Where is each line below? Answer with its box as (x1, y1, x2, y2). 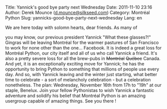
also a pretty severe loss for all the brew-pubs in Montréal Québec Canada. (5, 55, 161, 61)
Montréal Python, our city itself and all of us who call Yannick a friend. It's (5, 50, 157, 56)
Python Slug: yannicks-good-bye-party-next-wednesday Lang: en (5, 15, 142, 20)
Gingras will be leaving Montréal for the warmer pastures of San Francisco (5, 39, 159, 45)
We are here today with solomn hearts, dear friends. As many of (5, 24, 137, 30)
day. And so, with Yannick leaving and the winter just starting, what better (5, 71, 157, 77)
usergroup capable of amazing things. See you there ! (5, 98, 116, 104)
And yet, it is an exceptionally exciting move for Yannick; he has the (5, 61, 144, 66)
